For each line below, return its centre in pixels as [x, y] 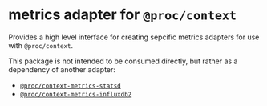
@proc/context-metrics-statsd [71, 86]
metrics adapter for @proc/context [122, 15]
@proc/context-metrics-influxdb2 [76, 94]
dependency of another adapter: [62, 69]
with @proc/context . [41, 45]
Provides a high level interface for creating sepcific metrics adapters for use [134, 37]
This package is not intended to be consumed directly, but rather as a [123, 61]
